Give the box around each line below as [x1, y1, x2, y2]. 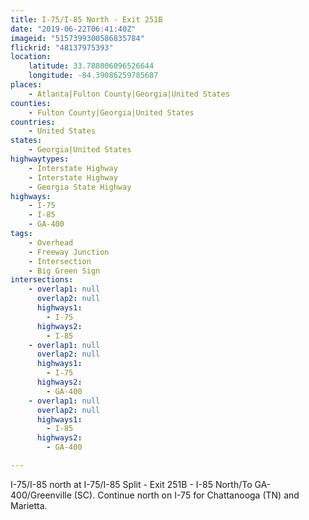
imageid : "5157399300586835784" [10, 33, 145, 43]
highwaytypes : [10, 154, 70, 164]
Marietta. [10, 499, 48, 511]
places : [10, 80, 43, 90]
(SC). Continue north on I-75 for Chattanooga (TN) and [73, 489, 300, 501]
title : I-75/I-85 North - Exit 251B [10, 14, 163, 25]
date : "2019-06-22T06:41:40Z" [10, 24, 137, 34]
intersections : [10, 275, 74, 285]
